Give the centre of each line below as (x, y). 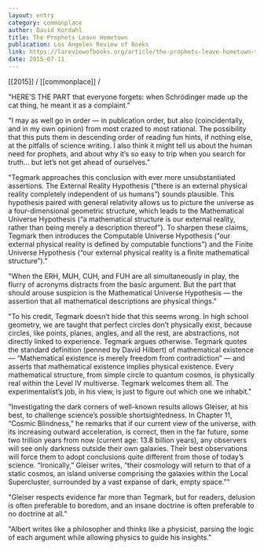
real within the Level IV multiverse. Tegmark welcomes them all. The (118, 383)
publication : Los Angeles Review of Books (79, 45)
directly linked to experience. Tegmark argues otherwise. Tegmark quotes (128, 341)
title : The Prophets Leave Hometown (68, 37)
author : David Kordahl (45, 30)
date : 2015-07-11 (37, 60)
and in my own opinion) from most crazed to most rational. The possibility (127, 128)
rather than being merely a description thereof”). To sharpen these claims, (128, 227)
